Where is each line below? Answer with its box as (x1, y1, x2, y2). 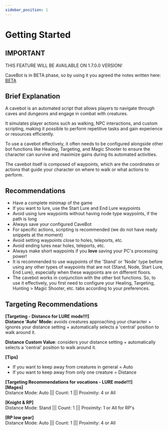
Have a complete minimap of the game (12, 200, 93, 206)
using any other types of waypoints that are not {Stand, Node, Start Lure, (12, 264, 163, 270)
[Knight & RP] (5, 399, 34, 405)
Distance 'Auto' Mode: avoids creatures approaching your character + (5, 319, 151, 325)
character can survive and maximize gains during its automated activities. (5, 151, 157, 157)
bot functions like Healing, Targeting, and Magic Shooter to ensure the (5, 146, 150, 152)
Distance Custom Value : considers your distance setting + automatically (5, 339, 156, 345)
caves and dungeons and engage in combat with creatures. (5, 111, 128, 117)
